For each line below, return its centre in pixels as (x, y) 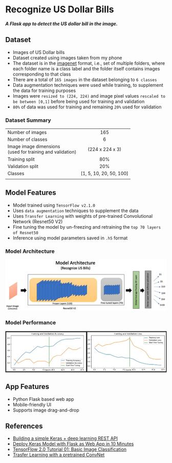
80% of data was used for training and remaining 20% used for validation (87, 107)
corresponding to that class (42, 74)
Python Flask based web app (43, 399)
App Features (27, 387)
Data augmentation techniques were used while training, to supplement (88, 85)
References (24, 426)
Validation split (23, 166)
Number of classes (27, 139)
